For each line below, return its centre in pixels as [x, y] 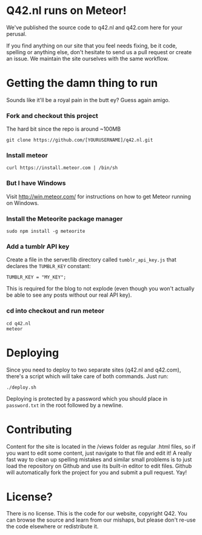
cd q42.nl [19, 323]
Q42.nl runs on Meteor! [66, 11]
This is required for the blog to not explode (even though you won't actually [100, 289]
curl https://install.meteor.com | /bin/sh [62, 168]
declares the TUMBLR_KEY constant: [49, 266]
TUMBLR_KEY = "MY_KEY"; [36, 277]
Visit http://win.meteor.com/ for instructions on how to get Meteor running [99, 196]
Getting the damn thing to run [82, 83]
